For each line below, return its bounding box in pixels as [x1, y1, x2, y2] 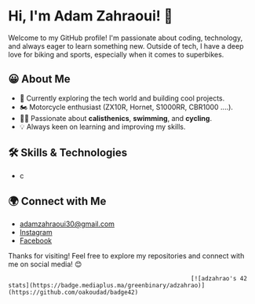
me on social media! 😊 [8, 259, 82, 269]
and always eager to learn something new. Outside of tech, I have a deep [8, 41, 245, 50]
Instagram [19, 228, 53, 237]
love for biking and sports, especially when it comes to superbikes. [8, 49, 224, 59]
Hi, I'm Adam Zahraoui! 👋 [8, 7, 173, 25]
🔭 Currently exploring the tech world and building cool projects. [19, 93, 225, 103]
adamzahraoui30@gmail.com [19, 219, 115, 229]
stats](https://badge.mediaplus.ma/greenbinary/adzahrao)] [8, 282, 206, 290]
